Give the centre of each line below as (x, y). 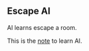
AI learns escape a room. (42, 27)
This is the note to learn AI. (45, 41)
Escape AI (29, 11)
